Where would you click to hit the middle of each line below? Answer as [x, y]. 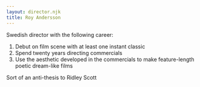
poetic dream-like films [44, 66]
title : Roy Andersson [34, 18]
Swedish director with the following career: [60, 34]
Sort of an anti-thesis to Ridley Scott [52, 77]
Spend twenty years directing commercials [68, 53]
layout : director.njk [34, 12]
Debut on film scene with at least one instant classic [80, 47]
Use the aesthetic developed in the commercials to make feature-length [105, 59]
